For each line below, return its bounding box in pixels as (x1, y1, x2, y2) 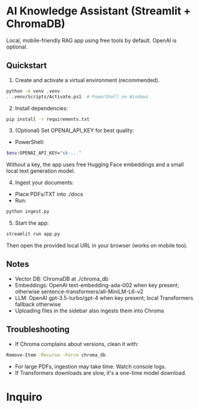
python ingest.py (6, 209, 50, 215)
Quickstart (6, 61, 47, 71)
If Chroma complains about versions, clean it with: (14, 340, 139, 347)
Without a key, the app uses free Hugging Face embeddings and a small (6, 161, 184, 169)
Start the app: (14, 219, 49, 227)
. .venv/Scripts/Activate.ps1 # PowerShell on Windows (6, 94, 149, 100)
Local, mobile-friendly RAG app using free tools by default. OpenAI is (6, 37, 177, 44)
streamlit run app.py (6, 231, 61, 237)
